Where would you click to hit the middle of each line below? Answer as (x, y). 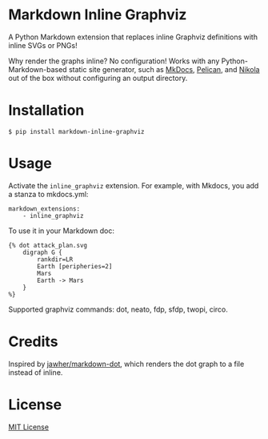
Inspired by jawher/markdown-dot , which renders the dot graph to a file (126, 364)
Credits (33, 341)
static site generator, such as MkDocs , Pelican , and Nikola (164, 69)
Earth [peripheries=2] (75, 266)
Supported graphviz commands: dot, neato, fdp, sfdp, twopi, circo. (118, 309)
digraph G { (42, 252)
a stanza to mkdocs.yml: (48, 194)
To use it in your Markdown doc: (61, 231)
